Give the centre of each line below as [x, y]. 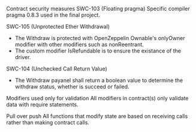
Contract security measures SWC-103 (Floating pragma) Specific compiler [98, 9]
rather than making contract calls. [48, 122]
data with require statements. [43, 105]
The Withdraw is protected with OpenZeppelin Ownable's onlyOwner [100, 38]
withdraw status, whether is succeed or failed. [72, 87]
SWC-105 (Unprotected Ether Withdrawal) [58, 27]
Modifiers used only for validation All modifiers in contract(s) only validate [97, 98]
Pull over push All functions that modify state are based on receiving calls [97, 116]
